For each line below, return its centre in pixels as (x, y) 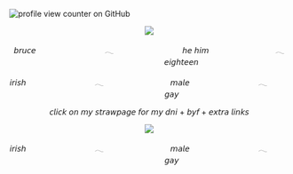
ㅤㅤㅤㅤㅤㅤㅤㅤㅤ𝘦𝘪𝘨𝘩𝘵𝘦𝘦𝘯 (149, 62)
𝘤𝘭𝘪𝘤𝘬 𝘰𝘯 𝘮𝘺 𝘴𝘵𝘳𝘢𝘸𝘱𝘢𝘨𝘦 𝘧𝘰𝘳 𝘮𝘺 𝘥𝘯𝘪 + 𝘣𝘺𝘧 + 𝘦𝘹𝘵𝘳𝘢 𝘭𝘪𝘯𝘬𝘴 (149, 112)
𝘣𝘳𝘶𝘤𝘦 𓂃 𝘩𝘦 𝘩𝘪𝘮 (111, 50)
